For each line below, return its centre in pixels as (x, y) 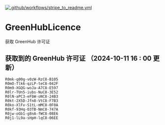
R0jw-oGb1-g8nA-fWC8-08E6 (32, 113)
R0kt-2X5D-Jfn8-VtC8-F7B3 (32, 100)
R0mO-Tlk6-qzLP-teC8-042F (32, 83)
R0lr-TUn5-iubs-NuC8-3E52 (32, 92)
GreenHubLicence (43, 27)
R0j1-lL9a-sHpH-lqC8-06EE (32, 118)
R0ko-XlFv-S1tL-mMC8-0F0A (32, 105)
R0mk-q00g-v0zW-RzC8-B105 (32, 79)
